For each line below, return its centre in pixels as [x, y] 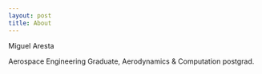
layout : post [30, 16]
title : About [30, 23]
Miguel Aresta [31, 45]
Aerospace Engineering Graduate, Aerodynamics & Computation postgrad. [131, 61]
